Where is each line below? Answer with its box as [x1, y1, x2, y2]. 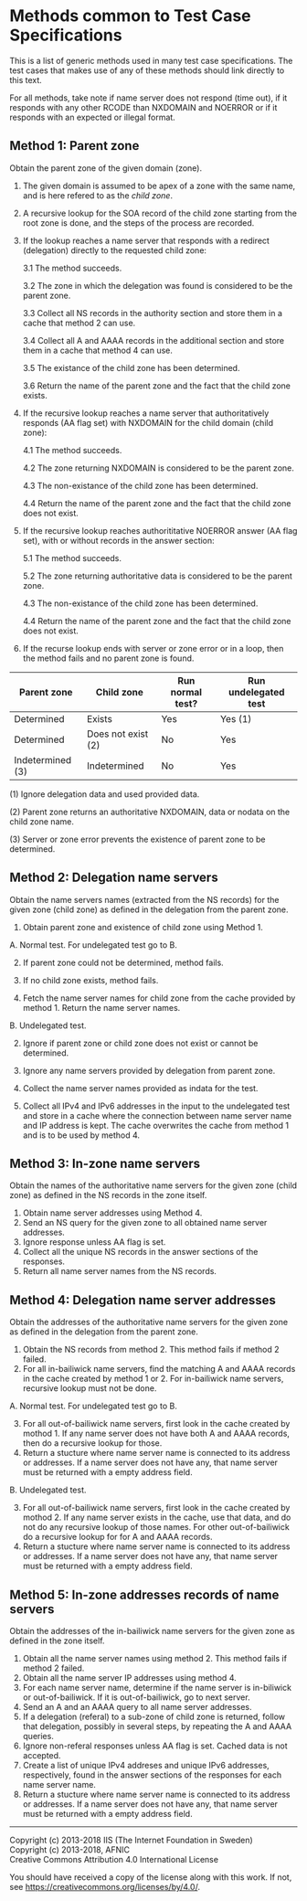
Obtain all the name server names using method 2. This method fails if [22, 1653, 288, 1663]
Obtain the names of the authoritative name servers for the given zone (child [9, 1180, 298, 1191]
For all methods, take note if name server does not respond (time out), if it [9, 92, 288, 103]
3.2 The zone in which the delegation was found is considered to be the [22, 280, 293, 291]
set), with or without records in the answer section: [22, 535, 215, 546]
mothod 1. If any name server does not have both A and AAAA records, [22, 1428, 291, 1439]
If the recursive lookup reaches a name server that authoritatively [22, 408, 270, 419]
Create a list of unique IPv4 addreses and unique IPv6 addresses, [22, 1760, 270, 1770]
